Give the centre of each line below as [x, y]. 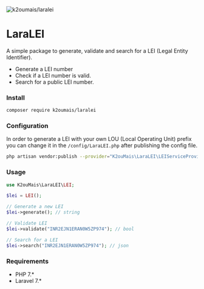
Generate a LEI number [44, 69]
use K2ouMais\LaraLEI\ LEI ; [40, 185]
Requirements [28, 261]
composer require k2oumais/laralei [51, 110]
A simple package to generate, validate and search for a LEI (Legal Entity [97, 50]
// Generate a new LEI [35, 207]
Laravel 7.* [28, 280]
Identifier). [19, 57]
